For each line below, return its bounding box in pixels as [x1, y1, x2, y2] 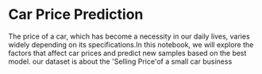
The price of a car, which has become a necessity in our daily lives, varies [8, 31, 250, 41]
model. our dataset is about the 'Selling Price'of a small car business [8, 57, 233, 66]
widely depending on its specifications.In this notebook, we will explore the [8, 39, 254, 49]
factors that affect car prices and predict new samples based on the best [8, 48, 247, 57]
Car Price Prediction [8, 6, 144, 24]
